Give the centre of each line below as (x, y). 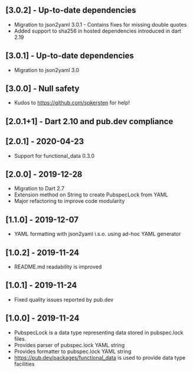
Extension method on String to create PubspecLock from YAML (91, 195)
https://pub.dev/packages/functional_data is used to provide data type (100, 357)
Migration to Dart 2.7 (39, 189)
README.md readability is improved (58, 267)
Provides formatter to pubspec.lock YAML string (73, 351)
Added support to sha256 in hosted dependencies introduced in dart (97, 31)
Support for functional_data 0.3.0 (54, 156)
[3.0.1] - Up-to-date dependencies (70, 56)
